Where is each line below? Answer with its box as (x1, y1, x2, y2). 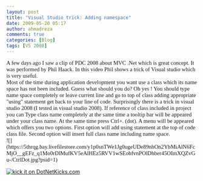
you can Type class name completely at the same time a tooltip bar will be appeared (6, 111, 192, 118)
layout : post (6, 9, 39, 15)
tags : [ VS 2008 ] (6, 43, 47, 49)
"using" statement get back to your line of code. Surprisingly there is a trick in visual (6, 98, 195, 105)
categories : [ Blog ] (6, 37, 56, 43)
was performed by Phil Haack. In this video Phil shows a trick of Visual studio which (6, 66, 196, 73)
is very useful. (6, 72, 38, 79)
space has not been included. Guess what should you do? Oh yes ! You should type (6, 85, 190, 92)
